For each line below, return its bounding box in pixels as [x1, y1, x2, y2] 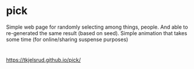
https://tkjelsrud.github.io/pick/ [6, 57, 81, 64]
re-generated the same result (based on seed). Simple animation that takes [6, 29, 188, 36]
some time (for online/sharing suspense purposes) [6, 36, 128, 43]
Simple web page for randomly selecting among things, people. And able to [6, 23, 189, 30]
